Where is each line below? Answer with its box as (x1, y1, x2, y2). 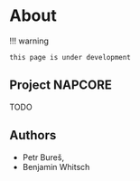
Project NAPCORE (9, 78, 113, 93)
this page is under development (9, 52, 131, 62)
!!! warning (9, 35, 50, 46)
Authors (9, 128, 57, 143)
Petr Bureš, (22, 151, 65, 163)
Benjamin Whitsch (22, 161, 90, 172)
